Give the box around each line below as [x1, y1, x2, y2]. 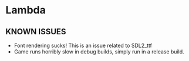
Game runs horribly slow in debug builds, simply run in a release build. [14, 48, 184, 55]
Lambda [5, 3, 46, 17]
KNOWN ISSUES [5, 27, 66, 37]
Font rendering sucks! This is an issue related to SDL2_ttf [14, 42, 152, 49]
